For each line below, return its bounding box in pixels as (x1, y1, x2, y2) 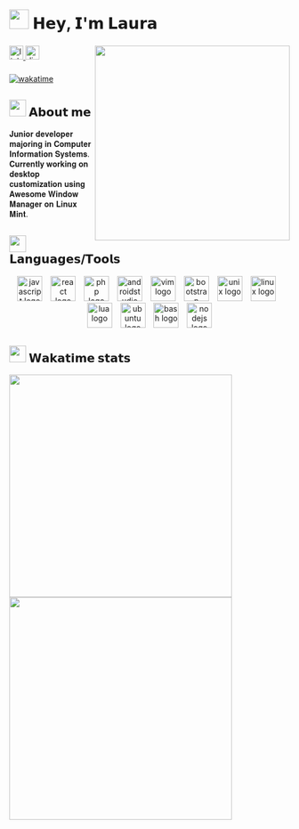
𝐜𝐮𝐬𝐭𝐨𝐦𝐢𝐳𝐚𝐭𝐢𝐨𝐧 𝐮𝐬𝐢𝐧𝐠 (9, 178, 86, 189)
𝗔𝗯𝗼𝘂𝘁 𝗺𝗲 (28, 105, 92, 120)
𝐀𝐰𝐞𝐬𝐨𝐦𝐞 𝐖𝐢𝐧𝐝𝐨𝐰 (9, 188, 79, 199)
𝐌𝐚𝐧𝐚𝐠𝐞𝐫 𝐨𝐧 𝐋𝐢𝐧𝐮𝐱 (9, 199, 77, 209)
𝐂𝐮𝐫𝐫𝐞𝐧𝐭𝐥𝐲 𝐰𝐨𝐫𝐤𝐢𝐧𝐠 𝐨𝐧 (9, 158, 89, 169)
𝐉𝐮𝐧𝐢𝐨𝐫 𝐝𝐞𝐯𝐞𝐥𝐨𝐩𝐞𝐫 (9, 128, 74, 139)
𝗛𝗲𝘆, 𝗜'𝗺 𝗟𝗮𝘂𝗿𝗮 (32, 13, 158, 34)
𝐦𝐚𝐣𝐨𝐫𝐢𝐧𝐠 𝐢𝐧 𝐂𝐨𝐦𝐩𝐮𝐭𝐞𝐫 (9, 138, 92, 149)
